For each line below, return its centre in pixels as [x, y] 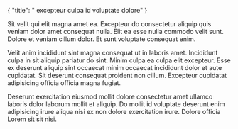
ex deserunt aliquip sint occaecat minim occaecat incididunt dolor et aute [115, 68]
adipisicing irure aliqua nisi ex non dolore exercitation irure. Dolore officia [114, 112]
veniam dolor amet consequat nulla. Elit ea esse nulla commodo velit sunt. [115, 32]
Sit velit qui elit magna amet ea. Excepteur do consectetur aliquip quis [109, 24]
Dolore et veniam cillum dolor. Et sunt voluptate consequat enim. [102, 39]
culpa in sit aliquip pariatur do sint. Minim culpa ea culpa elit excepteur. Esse [119, 60]
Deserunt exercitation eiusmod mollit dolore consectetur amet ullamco [110, 96]
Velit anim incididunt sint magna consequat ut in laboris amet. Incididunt [113, 53]
